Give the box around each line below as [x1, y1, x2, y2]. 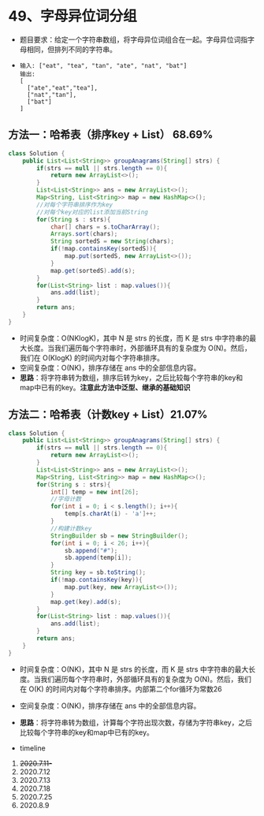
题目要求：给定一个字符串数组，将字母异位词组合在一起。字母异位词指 [19, 35, 248, 44]
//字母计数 [50, 495, 81, 503]
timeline [19, 743, 46, 753]
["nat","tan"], [27, 91, 77, 99]
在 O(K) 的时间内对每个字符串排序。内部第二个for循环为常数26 [19, 684, 222, 694]
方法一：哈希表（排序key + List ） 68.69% [8, 128, 214, 142]
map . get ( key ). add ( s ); [50, 598, 122, 605]
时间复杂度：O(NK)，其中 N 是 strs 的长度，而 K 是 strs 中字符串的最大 [19, 664, 249, 674]
